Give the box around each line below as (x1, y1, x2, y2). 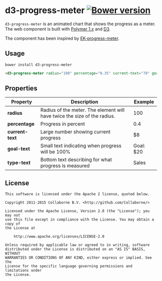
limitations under (5, 268, 42, 273)
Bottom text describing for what (40, 156, 112, 163)
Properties (5, 84, 38, 93)
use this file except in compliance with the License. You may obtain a (5, 217, 154, 222)
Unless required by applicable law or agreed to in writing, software (5, 243, 150, 248)
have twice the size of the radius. (40, 113, 116, 120)
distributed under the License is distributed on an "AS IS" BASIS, (5, 247, 146, 252)
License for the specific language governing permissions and (5, 264, 133, 269)
